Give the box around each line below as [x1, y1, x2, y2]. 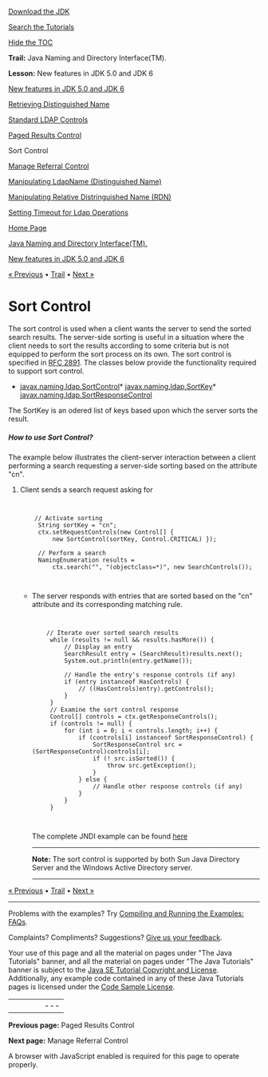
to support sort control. [8, 366, 85, 376]
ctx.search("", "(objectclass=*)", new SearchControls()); [52, 562, 253, 571]
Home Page [8, 223, 47, 232]
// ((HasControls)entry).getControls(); [78, 684, 215, 692]
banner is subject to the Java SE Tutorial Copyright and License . [8, 965, 219, 974]
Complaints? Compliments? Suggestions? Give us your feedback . [8, 933, 223, 942]
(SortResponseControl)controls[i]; [31, 748, 150, 755]
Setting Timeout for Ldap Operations [8, 207, 129, 217]
